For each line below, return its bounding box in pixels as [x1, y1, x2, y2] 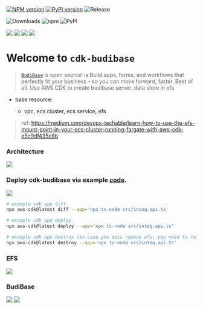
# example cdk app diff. [6, 201, 69, 207]
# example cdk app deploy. [6, 218, 74, 224]
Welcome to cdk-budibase [6, 51, 135, 65]
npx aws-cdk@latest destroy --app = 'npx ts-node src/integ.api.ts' [6, 239, 177, 245]
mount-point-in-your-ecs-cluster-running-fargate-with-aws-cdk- [21, 125, 184, 133]
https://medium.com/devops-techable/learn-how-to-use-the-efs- [31, 119, 195, 127]
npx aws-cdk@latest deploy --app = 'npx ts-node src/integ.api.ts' [6, 223, 174, 230]
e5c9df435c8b [21, 132, 59, 139]
